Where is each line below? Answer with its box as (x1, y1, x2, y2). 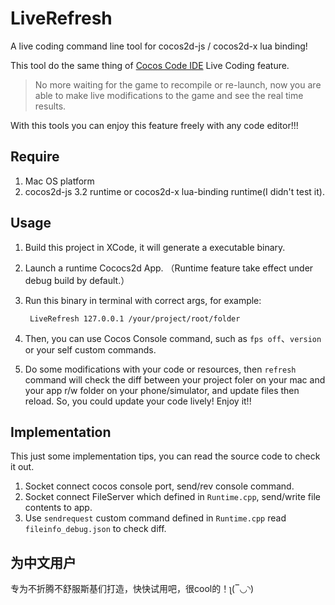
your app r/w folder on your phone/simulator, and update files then (24, 384, 300, 396)
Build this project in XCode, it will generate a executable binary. (24, 241, 286, 253)
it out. (10, 461, 35, 473)
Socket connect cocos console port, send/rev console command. (24, 480, 295, 492)
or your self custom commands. (24, 343, 157, 356)
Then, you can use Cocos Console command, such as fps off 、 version (24, 332, 322, 344)
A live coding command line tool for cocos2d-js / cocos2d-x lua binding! (10, 40, 308, 52)
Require (10, 148, 60, 166)
